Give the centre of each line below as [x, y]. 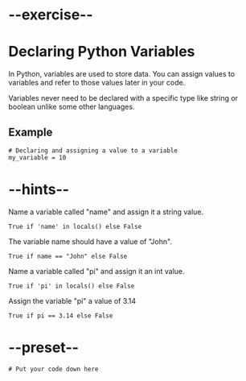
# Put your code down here [53, 369]
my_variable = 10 [37, 157]
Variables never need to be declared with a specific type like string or [123, 98]
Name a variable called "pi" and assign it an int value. [96, 271]
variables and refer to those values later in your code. [97, 83]
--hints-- [39, 190]
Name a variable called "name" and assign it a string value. [106, 212]
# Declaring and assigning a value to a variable [93, 151]
